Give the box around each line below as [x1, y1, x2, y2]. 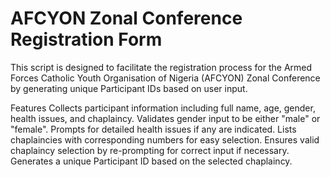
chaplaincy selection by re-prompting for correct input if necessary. [10, 144, 290, 156]
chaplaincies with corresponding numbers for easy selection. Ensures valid [10, 133, 320, 146]
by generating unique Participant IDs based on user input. [10, 82, 248, 94]
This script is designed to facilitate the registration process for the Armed [10, 61, 313, 73]
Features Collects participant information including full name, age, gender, [10, 102, 316, 114]
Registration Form [10, 28, 163, 51]
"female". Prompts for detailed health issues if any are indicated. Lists [10, 123, 297, 135]
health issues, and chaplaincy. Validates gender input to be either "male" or [10, 112, 321, 124]
